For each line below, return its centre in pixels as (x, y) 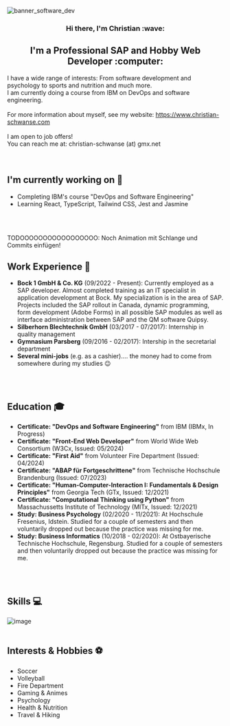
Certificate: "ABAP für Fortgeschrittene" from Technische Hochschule (119, 470)
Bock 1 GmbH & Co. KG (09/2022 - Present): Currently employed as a (115, 283)
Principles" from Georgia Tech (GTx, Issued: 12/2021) (93, 492)
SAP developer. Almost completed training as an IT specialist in (106, 290)
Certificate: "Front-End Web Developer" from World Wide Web (108, 441)
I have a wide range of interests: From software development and (99, 78)
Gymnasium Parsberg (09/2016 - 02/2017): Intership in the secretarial (116, 342)
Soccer (27, 671)
